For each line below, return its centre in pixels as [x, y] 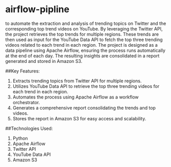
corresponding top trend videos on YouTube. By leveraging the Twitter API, [84, 28]
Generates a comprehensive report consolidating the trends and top [84, 108]
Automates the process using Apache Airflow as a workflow [76, 97]
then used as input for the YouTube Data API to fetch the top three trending [84, 40]
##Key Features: [22, 71]
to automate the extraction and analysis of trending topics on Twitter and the [86, 23]
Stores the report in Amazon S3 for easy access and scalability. [79, 118]
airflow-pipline [38, 9]
